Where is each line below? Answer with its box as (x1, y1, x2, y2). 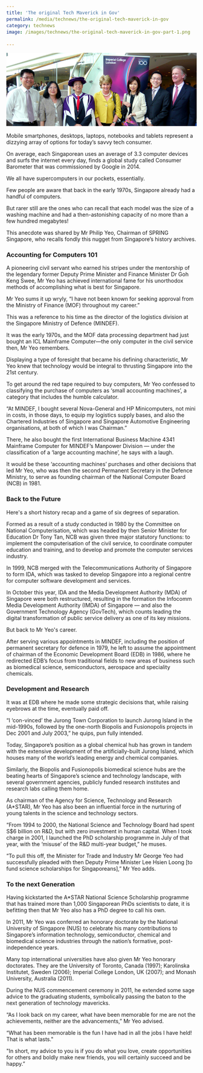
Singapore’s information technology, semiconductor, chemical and (6, 931, 171, 938)
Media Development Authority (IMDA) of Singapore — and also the (6, 601, 172, 609)
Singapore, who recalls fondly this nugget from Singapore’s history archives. (6, 235, 196, 243)
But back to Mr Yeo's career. (6, 626, 77, 633)
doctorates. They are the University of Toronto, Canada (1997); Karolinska (6, 962, 190, 969)
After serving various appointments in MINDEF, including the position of (6, 638, 185, 645)
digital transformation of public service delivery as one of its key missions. (6, 614, 192, 621)
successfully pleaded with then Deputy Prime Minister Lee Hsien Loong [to (6, 858, 193, 866)
